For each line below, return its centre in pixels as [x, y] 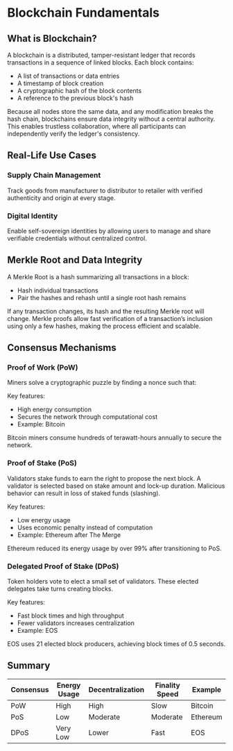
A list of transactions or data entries [68, 76]
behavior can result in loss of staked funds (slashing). [84, 493]
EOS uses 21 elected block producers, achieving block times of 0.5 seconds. [116, 644]
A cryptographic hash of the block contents [79, 91]
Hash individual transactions [58, 290]
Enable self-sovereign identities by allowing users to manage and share [109, 231]
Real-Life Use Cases [52, 155]
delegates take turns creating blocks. [60, 589]
